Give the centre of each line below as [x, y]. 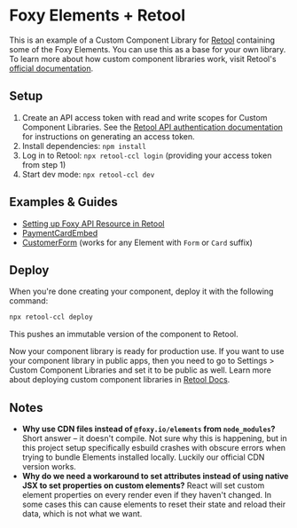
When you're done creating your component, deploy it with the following [141, 292]
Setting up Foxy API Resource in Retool [93, 224]
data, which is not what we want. [82, 514]
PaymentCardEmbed [60, 232]
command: [29, 301]
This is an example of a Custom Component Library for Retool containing [142, 40]
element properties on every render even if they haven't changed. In [147, 495]
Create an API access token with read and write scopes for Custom [145, 117]
